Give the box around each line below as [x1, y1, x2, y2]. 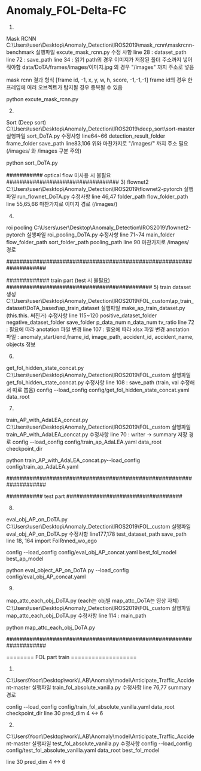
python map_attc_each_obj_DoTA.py [6, 624, 96, 631]
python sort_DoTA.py [6, 159, 58, 166]
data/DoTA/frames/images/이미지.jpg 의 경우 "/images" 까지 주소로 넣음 [22, 63, 194, 71]
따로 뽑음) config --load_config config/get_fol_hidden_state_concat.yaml [12, 386, 190, 393]
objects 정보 [6, 341, 36, 348]
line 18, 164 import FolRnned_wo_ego [6, 537, 98, 544]
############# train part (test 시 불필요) [6, 277, 111, 284]
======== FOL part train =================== [6, 653, 137, 660]
